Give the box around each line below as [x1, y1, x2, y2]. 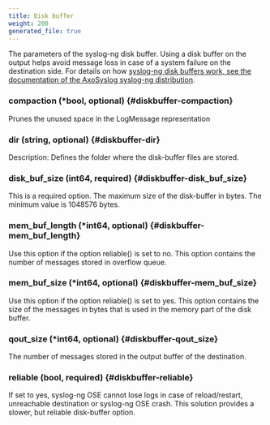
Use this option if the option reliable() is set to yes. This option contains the [8, 295, 259, 305]
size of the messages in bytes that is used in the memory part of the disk [8, 304, 252, 314]
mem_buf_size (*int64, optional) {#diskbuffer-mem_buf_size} [8, 277, 257, 289]
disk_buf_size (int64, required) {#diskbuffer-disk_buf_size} [8, 172, 247, 183]
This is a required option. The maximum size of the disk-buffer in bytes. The [8, 191, 262, 201]
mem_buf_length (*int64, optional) [8, 220, 148, 231]
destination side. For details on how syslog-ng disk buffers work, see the [8, 67, 252, 76]
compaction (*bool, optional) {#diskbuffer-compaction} [8, 95, 234, 106]
